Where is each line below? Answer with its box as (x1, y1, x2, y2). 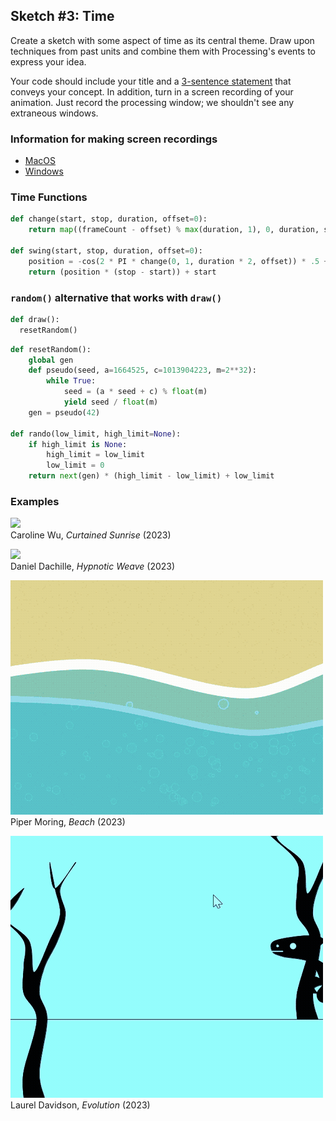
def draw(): (10, 314, 60, 324)
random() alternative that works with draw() (10, 290, 223, 304)
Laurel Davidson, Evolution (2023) (10, 1099, 151, 1111)
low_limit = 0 (46, 460, 105, 471)
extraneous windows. (10, 107, 99, 119)
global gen (28, 355, 74, 365)
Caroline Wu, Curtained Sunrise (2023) (10, 529, 172, 541)
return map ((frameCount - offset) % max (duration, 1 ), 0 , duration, (28, 225, 320, 235)
